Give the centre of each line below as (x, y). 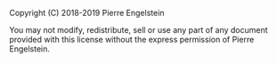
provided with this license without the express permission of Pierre (132, 39)
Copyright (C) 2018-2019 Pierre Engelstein (87, 13)
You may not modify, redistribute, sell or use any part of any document (139, 30)
